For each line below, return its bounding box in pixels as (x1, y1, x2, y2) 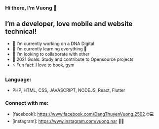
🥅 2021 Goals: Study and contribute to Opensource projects (12, 56, 134, 62)
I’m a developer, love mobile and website (5, 20, 133, 28)
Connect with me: (5, 99, 49, 106)
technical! (5, 27, 37, 36)
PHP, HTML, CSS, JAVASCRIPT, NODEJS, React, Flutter (12, 87, 125, 93)
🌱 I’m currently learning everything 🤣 (12, 45, 87, 51)
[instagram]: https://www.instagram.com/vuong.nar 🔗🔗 (12, 118, 124, 124)
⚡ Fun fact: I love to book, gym (12, 62, 75, 68)
